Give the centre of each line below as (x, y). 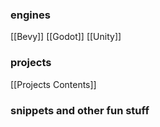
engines (30, 15)
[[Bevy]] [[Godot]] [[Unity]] (66, 37)
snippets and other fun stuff (80, 110)
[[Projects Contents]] (53, 84)
